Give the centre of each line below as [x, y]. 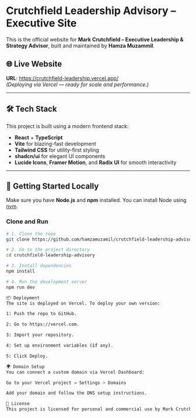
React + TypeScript [38, 137]
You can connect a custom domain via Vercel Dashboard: [75, 372]
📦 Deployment [23, 298]
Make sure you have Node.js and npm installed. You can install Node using [96, 200]
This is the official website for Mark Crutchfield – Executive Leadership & [95, 39]
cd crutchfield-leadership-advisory [50, 255]
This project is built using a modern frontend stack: [67, 126]
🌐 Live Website [34, 64]
